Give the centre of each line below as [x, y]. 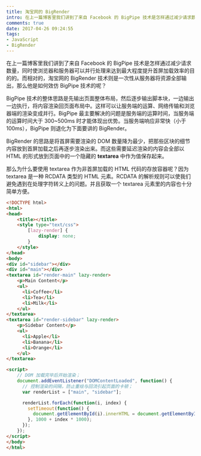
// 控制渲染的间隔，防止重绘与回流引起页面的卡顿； [77, 386]
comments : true [25, 23]
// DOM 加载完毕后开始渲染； [49, 376]
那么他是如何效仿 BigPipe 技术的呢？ [62, 85]
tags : [13, 34]
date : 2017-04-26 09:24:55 [40, 28]
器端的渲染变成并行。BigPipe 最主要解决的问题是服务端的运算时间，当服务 [98, 113]
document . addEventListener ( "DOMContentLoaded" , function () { [95, 381]
